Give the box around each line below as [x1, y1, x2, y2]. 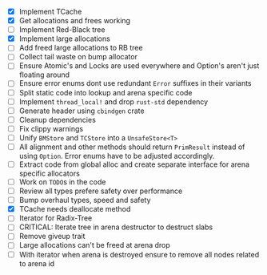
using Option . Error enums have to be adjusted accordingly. [18, 151, 215, 160]
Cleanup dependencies [18, 115, 97, 124]
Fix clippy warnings [18, 123, 84, 133]
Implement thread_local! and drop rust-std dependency [18, 96, 209, 107]
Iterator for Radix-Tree [18, 213, 93, 223]
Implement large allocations [18, 34, 111, 43]
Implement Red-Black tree [18, 25, 106, 34]
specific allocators [18, 168, 81, 178]
